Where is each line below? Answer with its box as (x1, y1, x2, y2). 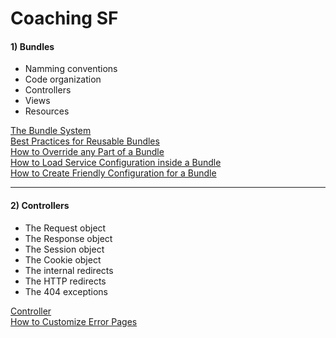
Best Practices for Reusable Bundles (10, 135, 160, 147)
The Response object (24, 232, 113, 244)
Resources (24, 105, 70, 117)
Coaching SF (10, 7, 119, 30)
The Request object (24, 222, 107, 234)
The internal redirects (24, 264, 114, 276)
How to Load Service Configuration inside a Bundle (10, 157, 222, 169)
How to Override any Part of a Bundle (10, 146, 165, 158)
